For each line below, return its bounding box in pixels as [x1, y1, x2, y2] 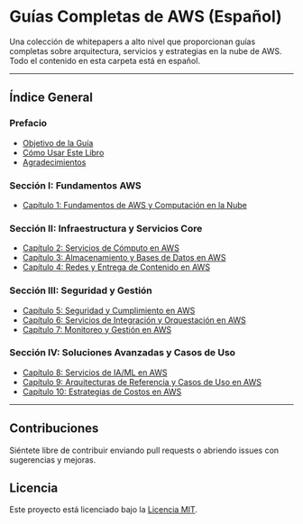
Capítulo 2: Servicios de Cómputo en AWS [22, 243, 180, 253]
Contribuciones [9, 421, 99, 437]
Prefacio [9, 117, 48, 130]
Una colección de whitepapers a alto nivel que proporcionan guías [9, 36, 256, 47]
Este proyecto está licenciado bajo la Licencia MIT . [9, 504, 198, 515]
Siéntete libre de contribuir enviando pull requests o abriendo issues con [9, 445, 280, 455]
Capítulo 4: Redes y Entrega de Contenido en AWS [22, 262, 210, 272]
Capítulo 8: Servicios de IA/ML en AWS [22, 367, 168, 378]
